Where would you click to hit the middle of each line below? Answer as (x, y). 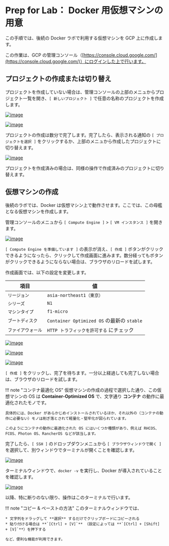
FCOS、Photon (18, 434)
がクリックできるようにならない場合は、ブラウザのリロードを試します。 (80, 261)
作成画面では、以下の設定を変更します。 (47, 272)
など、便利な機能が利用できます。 (35, 539)
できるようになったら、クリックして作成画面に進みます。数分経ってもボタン (84, 255)
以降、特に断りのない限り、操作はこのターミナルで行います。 (69, 497)
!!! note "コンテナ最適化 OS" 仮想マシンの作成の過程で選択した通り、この (81, 390)
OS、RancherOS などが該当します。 (66, 434)
